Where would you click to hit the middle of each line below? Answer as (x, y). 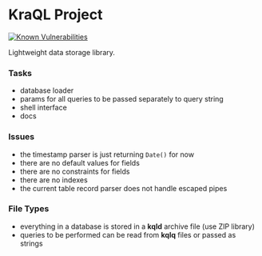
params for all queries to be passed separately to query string (121, 99)
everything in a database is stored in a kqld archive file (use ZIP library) (137, 226)
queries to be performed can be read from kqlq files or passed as (128, 234)
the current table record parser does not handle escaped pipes (123, 188)
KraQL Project (56, 15)
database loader (47, 90)
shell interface (44, 108)
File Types (29, 209)
